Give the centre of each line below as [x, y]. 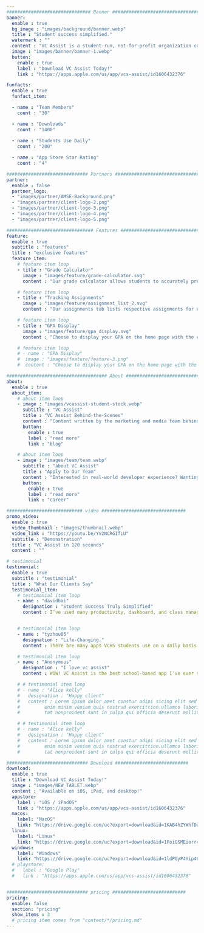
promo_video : [23, 517]
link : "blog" [46, 444]
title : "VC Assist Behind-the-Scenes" [73, 416]
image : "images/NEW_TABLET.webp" [55, 785]
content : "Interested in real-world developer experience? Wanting [111, 477]
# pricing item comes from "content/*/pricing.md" [77, 921]
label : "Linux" [36, 836]
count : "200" [35, 146]
